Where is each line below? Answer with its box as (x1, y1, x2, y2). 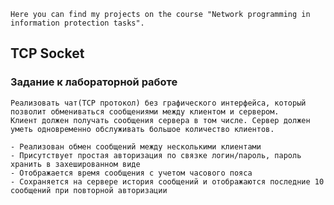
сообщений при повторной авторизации (10, 185, 168, 195)
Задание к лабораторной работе (10, 75, 178, 89)
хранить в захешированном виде (10, 159, 141, 169)
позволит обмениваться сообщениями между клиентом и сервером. (10, 106, 280, 117)
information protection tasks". (10, 18, 145, 28)
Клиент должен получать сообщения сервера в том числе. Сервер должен (10, 115, 311, 125)
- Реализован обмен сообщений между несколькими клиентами (10, 141, 262, 152)
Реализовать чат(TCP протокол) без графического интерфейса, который (10, 98, 307, 108)
